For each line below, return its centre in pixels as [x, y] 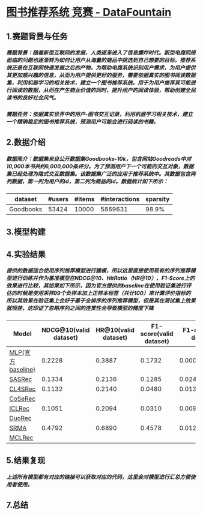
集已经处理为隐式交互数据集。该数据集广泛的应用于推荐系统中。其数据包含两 [101, 173]
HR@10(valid [115, 330]
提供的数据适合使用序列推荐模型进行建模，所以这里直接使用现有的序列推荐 [98, 271]
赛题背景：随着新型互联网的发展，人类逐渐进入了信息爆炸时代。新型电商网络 [101, 53]
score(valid [157, 334]
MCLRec [21, 438]
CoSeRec [23, 399]
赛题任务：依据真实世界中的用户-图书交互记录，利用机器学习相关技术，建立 [100, 114]
